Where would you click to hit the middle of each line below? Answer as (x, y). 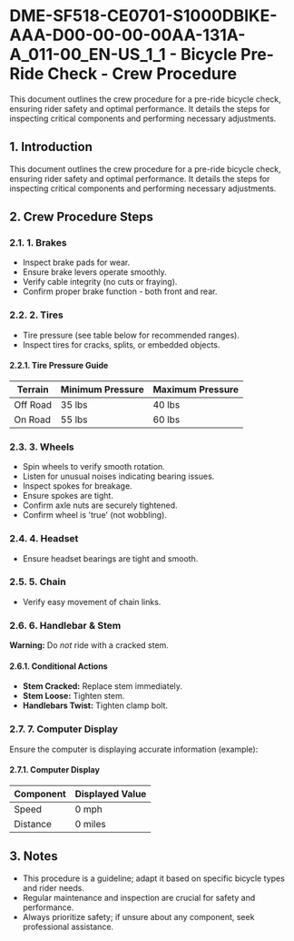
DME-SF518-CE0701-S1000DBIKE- (143, 16)
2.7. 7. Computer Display (64, 729)
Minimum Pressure (102, 390)
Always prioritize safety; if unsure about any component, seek (138, 916)
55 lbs (74, 420)
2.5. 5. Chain (38, 582)
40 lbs (167, 404)
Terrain (33, 390)
